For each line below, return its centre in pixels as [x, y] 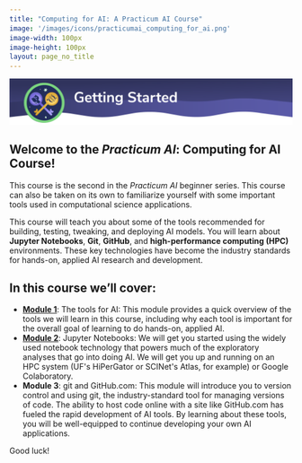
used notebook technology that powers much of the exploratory [141, 348]
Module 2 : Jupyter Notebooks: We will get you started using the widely [154, 338]
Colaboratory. [48, 376]
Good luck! [30, 451]
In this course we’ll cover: [83, 288]
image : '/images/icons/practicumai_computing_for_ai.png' [120, 28]
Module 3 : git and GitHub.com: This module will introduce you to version [157, 386]
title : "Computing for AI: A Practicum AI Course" [106, 19]
